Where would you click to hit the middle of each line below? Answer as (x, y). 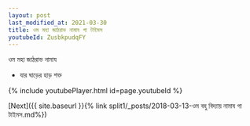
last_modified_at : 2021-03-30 (58, 23)
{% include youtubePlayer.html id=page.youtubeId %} (96, 91)
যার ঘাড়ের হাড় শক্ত (40, 75)
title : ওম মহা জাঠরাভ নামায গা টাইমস (55, 30)
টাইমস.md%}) (28, 115)
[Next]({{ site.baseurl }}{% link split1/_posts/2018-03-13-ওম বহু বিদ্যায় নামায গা (125, 106)
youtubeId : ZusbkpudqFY (47, 37)
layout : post (29, 15)
